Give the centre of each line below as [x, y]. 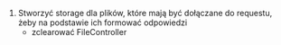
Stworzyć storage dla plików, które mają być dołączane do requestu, [145, 13]
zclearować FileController [79, 32]
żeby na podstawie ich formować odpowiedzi [103, 22]
